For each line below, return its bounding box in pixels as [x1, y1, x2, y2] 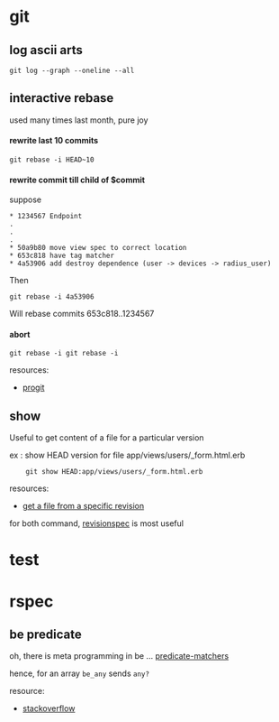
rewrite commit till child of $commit [9, 174, 146, 185]
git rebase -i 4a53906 [9, 292, 94, 301]
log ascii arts [9, 42, 83, 58]
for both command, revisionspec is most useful [9, 518, 184, 529]
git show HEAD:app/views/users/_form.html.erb [25, 467, 203, 477]
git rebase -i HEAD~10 [9, 155, 94, 164]
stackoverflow [22, 703, 76, 714]
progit [22, 382, 45, 393]
